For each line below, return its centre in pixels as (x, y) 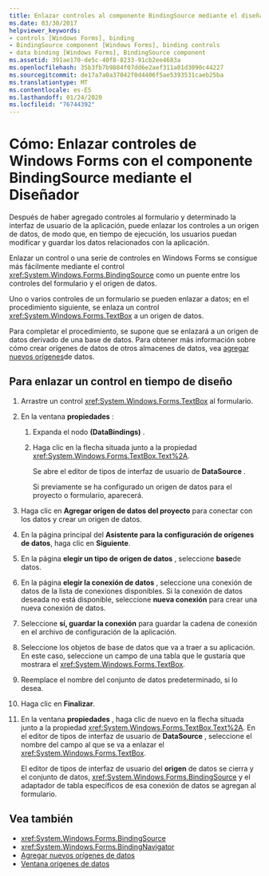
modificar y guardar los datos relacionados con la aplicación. (109, 243)
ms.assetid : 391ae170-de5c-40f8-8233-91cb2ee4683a (95, 61)
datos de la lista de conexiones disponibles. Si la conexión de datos (131, 590)
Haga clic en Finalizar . (57, 704)
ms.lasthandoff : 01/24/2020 (56, 97)
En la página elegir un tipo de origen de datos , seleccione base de (131, 558)
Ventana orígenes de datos (65, 863)
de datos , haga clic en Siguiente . (75, 543)
